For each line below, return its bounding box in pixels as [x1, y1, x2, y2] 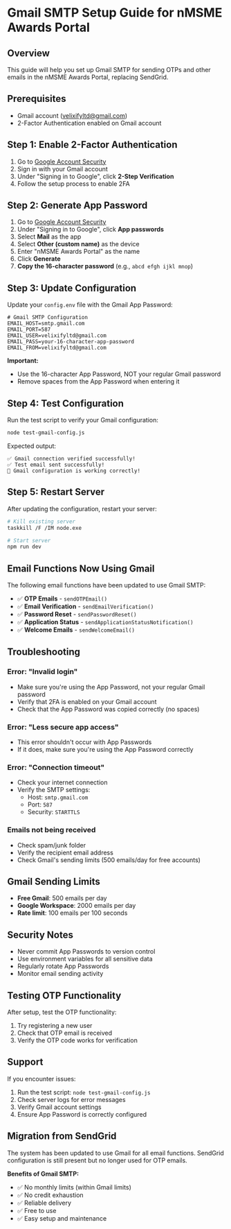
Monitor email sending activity [17, 970, 104, 978]
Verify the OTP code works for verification [17, 1036, 138, 1045]
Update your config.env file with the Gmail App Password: [7, 300, 173, 309]
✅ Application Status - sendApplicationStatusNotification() [17, 618, 194, 626]
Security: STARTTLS [27, 808, 80, 816]
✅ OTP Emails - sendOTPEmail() [17, 594, 108, 603]
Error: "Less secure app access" [7, 722, 119, 732]
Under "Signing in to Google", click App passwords [17, 225, 165, 234]
